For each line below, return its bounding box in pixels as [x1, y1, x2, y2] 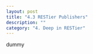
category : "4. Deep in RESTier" [6, 25, 85, 31]
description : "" [6, 19, 46, 25]
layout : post [6, 8, 38, 15]
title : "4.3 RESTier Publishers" [6, 14, 88, 20]
